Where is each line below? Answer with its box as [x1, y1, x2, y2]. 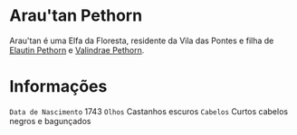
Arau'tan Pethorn [9, 5, 143, 26]
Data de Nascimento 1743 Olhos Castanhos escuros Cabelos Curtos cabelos [9, 105, 288, 117]
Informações [9, 76, 108, 97]
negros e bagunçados [9, 115, 91, 126]
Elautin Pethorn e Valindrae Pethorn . [9, 44, 145, 55]
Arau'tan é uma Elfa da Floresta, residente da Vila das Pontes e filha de [9, 35, 274, 46]
